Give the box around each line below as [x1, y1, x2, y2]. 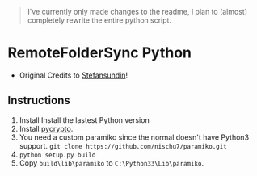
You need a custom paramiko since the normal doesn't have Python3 [19, 132, 250, 142]
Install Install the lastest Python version [19, 115, 150, 124]
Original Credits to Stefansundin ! [19, 70, 128, 80]
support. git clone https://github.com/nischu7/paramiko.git [19, 140, 227, 150]
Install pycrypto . [19, 124, 74, 133]
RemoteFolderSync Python [7, 44, 192, 62]
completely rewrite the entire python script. [27, 15, 171, 25]
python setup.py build [19, 151, 96, 159]
